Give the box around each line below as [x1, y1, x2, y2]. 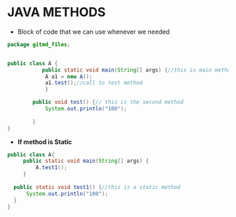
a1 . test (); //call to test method [44, 79, 143, 86]
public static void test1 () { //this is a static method [13, 183, 181, 190]
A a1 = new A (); [44, 73, 93, 80]
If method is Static [17, 138, 72, 146]
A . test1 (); [35, 164, 68, 171]
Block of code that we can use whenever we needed [17, 27, 170, 36]
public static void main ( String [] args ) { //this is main [41, 66, 212, 74]
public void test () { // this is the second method [32, 99, 184, 106]
